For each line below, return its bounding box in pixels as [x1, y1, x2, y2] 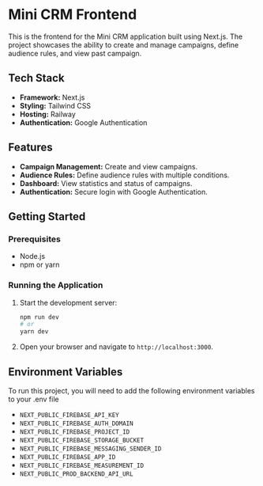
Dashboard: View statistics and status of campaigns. [19, 178, 193, 188]
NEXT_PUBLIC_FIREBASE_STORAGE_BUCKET [19, 436, 145, 444]
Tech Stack [8, 71, 65, 85]
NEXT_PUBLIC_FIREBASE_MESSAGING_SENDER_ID [19, 445, 162, 453]
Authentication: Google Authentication [19, 117, 148, 127]
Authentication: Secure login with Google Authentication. [19, 187, 208, 196]
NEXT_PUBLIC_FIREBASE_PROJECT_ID [19, 427, 130, 436]
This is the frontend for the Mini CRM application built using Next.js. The [8, 32, 243, 41]
